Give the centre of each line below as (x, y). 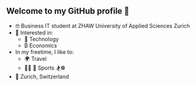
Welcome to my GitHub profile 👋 (68, 11)
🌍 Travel (35, 59)
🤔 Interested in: (34, 32)
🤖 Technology (42, 39)
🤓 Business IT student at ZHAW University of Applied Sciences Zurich (102, 25)
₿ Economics (41, 45)
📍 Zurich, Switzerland (42, 76)
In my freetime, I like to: (44, 51)
